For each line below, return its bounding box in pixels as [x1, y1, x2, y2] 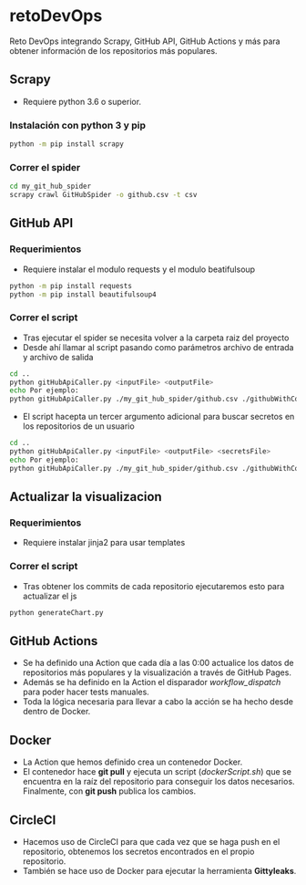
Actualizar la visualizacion [9, 489, 162, 505]
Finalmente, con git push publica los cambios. [22, 786, 197, 796]
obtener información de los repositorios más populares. [9, 45, 218, 56]
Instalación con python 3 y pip [9, 119, 146, 131]
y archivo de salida [22, 351, 94, 362]
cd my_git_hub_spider [9, 182, 92, 192]
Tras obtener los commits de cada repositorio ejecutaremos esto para [22, 580, 285, 591]
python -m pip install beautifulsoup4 [9, 289, 157, 299]
